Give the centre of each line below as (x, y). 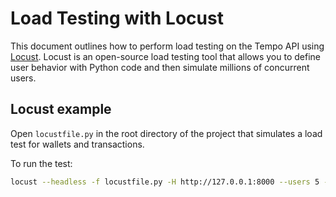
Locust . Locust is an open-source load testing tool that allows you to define (165, 56)
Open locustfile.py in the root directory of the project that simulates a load (166, 133)
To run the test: (41, 163)
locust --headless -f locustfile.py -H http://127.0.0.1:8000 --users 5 (165, 182)
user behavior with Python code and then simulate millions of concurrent (160, 67)
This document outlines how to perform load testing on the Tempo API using (167, 46)
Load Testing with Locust (117, 18)
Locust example (61, 109)
